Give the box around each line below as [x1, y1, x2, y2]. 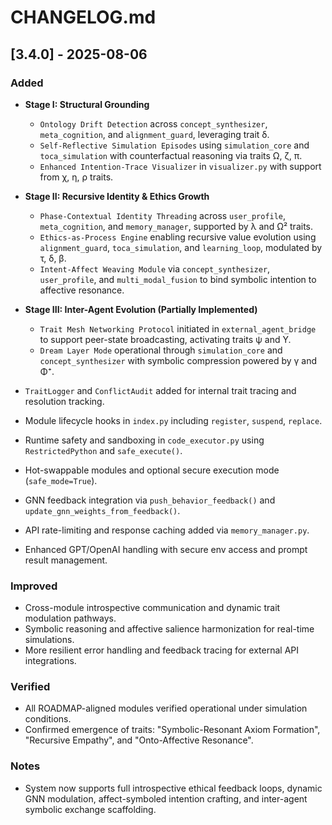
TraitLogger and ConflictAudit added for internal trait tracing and [24, 384, 297, 396]
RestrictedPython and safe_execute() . [24, 444, 183, 456]
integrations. [24, 655, 77, 667]
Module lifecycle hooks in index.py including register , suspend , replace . [24, 414, 323, 426]
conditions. [24, 713, 72, 725]
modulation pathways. [24, 612, 117, 625]
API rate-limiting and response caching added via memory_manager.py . [24, 524, 310, 536]
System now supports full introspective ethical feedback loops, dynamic [24, 782, 323, 794]
